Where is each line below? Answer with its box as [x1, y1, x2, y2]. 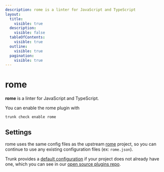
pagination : [9, 53, 35, 58]
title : [9, 16, 23, 21]
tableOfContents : [9, 35, 45, 40]
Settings [5, 128, 32, 136]
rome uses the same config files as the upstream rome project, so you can [5, 141, 157, 147]
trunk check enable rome [5, 115, 56, 120]
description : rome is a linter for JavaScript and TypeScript [5, 7, 136, 12]
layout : [5, 12, 21, 17]
